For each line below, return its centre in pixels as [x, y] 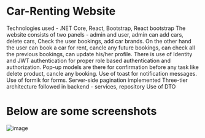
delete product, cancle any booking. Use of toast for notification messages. [102, 73]
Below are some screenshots [82, 111]
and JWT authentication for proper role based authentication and [88, 60]
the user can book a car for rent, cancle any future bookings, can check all [101, 48]
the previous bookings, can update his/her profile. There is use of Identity [99, 54]
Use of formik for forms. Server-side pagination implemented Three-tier [97, 80]
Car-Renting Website [61, 11]
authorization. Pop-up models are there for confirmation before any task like [103, 67]
